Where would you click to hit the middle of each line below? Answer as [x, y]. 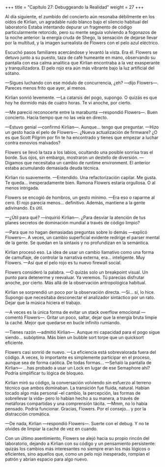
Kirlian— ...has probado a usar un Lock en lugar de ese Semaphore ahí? [78, 368]
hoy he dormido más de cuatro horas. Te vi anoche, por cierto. [68, 103]
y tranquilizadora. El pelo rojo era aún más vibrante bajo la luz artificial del [80, 68]
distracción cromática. [28, 414]
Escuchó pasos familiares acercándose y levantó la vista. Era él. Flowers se [82, 52]
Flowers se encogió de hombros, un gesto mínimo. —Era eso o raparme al [80, 197]
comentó [14, 317]
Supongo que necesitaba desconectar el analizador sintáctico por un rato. [80, 297]
